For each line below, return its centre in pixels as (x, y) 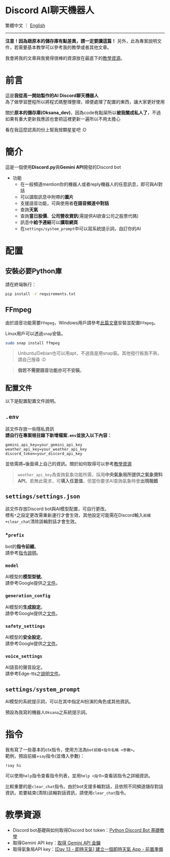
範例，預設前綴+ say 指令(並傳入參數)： (45, 756)
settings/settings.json (43, 496)
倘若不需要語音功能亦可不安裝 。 (51, 370)
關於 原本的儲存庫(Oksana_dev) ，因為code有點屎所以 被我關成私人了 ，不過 (83, 113)
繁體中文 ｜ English (25, 25)
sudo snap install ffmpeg (32, 343)
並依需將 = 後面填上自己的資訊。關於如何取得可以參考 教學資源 (69, 464)
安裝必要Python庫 (34, 271)
